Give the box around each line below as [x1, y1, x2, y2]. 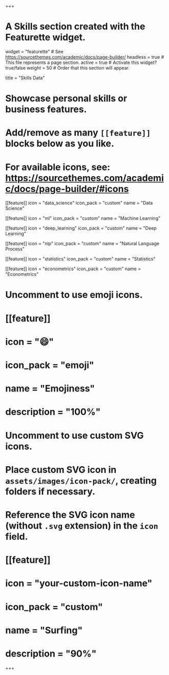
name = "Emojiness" [5, 383, 95, 395]
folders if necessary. [5, 486, 96, 497]
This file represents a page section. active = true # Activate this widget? [5, 59, 157, 66]
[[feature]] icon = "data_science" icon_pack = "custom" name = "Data [5, 200, 153, 206]
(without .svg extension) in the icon [5, 520, 159, 531]
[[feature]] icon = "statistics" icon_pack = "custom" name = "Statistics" [5, 256, 156, 262]
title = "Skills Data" [5, 75, 45, 81]
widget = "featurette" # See [5, 48, 64, 54]
